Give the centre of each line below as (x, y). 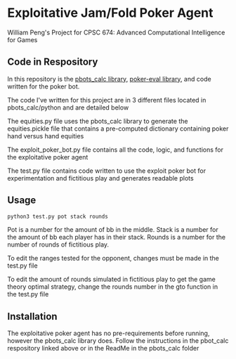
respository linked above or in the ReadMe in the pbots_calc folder (103, 348)
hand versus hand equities (46, 136)
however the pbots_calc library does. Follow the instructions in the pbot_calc (118, 341)
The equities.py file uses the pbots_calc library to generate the (98, 121)
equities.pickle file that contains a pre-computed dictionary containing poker (118, 129)
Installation (32, 316)
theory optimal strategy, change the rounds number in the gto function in (113, 287)
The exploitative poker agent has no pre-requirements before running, (109, 333)
